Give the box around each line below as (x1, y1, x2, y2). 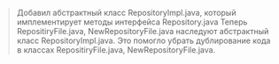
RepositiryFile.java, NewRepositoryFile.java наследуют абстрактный (16, 26, 269, 36)
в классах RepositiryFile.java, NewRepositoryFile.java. (16, 45, 216, 55)
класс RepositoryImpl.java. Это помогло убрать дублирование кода (16, 35, 271, 46)
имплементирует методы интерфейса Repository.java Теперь (16, 17, 248, 27)
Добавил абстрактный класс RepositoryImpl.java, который (16, 8, 236, 18)
